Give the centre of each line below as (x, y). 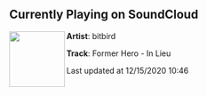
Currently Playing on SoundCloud (104, 15)
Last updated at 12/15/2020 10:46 (127, 70)
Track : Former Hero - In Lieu (119, 53)
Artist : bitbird (91, 36)
